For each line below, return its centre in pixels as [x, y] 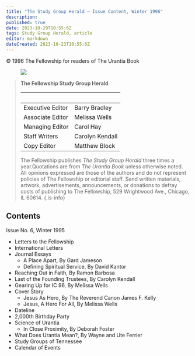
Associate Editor [46, 117]
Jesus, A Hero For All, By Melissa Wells [70, 304]
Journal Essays [33, 254]
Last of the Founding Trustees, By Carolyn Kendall [75, 279]
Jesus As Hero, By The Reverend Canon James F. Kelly [90, 297]
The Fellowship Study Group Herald [65, 83]
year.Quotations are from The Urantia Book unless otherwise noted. [102, 166]
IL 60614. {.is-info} [43, 198]
